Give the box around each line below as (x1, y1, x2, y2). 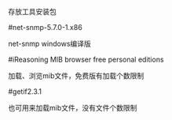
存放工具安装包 (8, 7, 57, 16)
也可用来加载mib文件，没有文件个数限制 (8, 103, 137, 112)
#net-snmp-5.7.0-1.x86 (8, 23, 82, 32)
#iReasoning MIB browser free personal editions (8, 54, 164, 64)
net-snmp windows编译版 (8, 39, 92, 48)
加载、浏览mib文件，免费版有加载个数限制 (8, 71, 145, 81)
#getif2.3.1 (8, 87, 42, 96)
